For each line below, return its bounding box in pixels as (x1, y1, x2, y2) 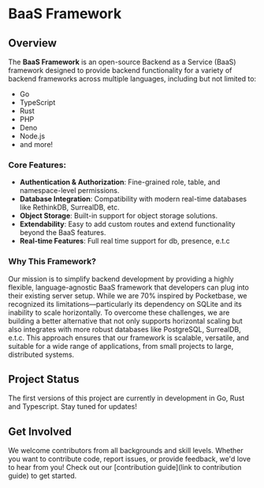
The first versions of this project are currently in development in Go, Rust (8, 393, 245, 403)
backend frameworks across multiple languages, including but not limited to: (8, 74, 257, 83)
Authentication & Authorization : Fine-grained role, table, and (19, 177, 221, 187)
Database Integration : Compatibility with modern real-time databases (19, 195, 247, 204)
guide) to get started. (8, 471, 77, 481)
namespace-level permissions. (19, 186, 120, 195)
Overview (8, 36, 58, 50)
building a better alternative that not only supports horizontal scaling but (8, 316, 243, 325)
